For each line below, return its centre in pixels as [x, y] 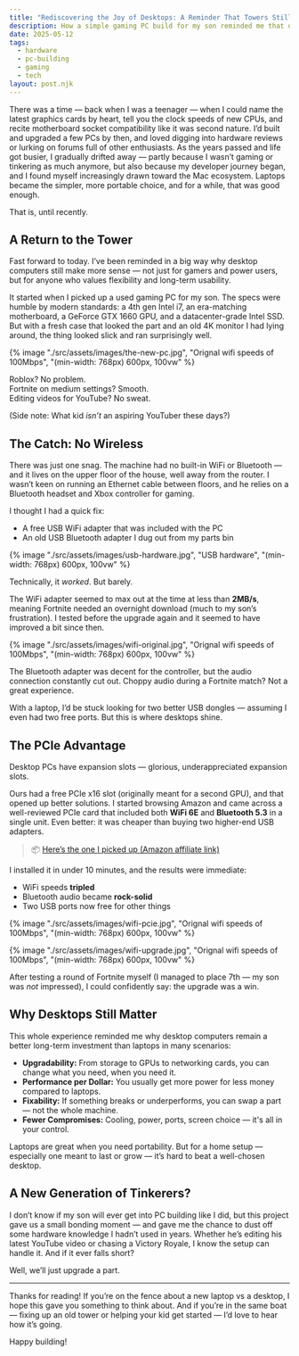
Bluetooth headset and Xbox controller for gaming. [102, 494]
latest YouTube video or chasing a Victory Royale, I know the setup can [139, 1243]
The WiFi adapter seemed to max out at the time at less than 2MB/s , [134, 599]
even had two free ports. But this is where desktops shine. [116, 717]
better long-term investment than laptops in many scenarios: [120, 1046]
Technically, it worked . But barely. [71, 582]
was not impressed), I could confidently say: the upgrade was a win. [134, 987]
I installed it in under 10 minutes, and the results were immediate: [128, 870]
